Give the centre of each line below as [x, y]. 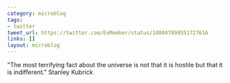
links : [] [21, 39]
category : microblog [37, 13]
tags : [15, 20]
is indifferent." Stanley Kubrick [50, 72]
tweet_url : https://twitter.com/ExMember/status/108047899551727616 [108, 33]
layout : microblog [33, 45]
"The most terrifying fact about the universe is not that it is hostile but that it [115, 65]
